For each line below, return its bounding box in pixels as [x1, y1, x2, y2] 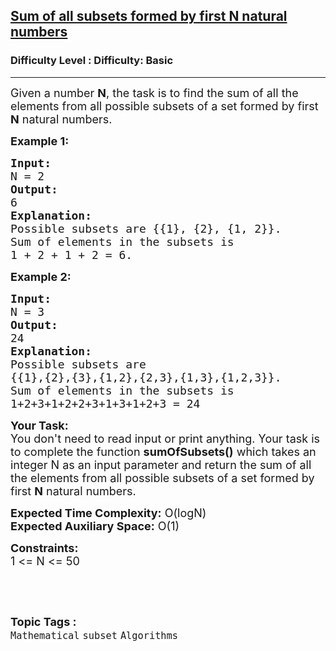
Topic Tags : [10, 614, 77, 629]
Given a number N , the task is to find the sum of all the [10, 85, 299, 100]
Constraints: [10, 540, 79, 555]
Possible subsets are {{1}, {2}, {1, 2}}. [10, 221, 282, 236]
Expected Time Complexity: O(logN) [10, 505, 207, 520]
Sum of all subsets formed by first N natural [10, 8, 288, 25]
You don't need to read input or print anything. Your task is [10, 431, 321, 446]
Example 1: [10, 134, 70, 148]
